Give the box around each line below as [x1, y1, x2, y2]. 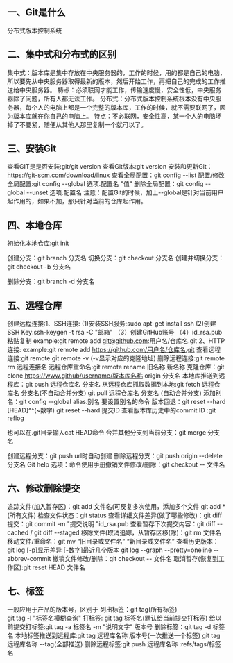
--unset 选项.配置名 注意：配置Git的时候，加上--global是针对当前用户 [26, 188, 224, 196]
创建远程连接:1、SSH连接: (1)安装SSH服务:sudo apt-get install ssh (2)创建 [7, 319, 216, 328]
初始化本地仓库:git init [7, 239, 69, 248]
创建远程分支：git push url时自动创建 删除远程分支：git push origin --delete [7, 452, 223, 460]
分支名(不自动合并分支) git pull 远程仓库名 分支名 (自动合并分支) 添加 [20, 389, 216, 397]
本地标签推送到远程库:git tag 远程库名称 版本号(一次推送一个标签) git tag [15, 631, 221, 639]
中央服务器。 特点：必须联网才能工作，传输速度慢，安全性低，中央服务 [19, 85, 222, 94]
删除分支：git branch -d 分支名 [7, 277, 95, 286]
